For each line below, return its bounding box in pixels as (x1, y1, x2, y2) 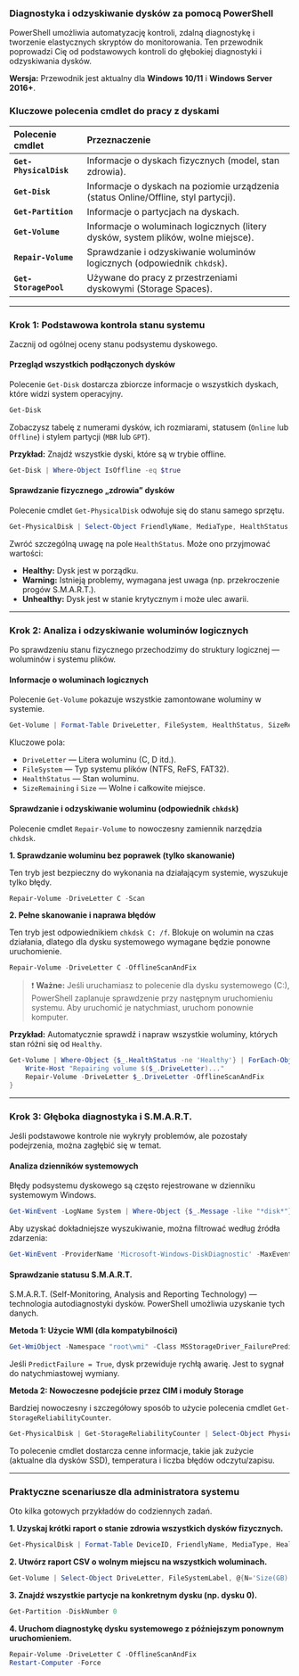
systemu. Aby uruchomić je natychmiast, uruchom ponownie (30, 1003, 254, 1013)
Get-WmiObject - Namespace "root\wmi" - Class (9, 1342, 177, 1351)
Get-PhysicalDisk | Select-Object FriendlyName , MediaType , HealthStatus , (9, 523, 293, 532)
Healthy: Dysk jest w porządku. (21, 565, 139, 575)
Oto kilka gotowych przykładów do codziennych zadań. (9, 1506, 213, 1516)
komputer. (30, 1011, 69, 1023)
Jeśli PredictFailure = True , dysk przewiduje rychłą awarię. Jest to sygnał (9, 1358, 285, 1369)
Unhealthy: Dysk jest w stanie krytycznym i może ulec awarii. (21, 593, 249, 604)
